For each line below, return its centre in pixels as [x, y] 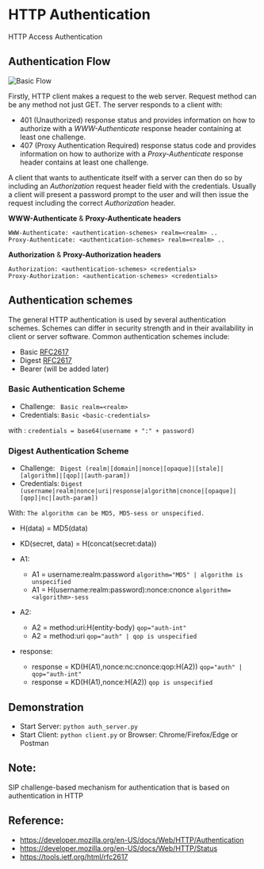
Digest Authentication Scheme [69, 450]
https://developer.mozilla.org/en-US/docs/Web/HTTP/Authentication [132, 840]
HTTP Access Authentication [55, 37]
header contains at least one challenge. [84, 162]
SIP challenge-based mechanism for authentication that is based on [119, 787]
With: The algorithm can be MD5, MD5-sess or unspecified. [106, 513]
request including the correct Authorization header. [92, 203]
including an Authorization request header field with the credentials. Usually [132, 186]
